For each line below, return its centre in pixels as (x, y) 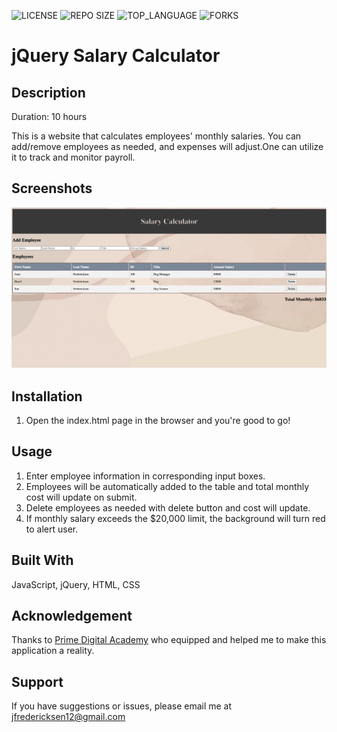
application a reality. (53, 651)
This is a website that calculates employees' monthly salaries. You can (156, 136)
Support (37, 681)
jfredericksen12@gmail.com (68, 717)
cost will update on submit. (81, 497)
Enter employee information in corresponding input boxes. (145, 476)
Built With (42, 560)
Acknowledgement (72, 616)
